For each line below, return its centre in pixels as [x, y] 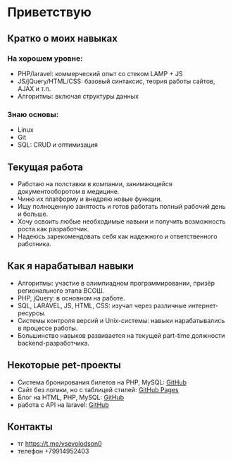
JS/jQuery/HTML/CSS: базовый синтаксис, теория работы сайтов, [116, 81]
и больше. [33, 214]
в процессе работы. [48, 328]
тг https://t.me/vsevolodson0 [59, 444]
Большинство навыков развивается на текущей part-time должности [121, 335]
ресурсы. [32, 313]
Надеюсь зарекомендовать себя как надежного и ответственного [117, 236]
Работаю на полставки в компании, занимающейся [95, 183]
